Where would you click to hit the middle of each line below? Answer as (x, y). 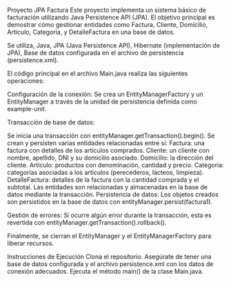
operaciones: (26, 81)
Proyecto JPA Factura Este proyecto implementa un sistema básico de (107, 10)
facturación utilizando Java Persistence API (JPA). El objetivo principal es (111, 17)
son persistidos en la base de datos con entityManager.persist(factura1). (110, 202)
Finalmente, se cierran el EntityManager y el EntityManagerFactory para (109, 236)
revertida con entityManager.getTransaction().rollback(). (87, 223)
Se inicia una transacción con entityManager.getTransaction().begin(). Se (111, 135)
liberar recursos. (30, 243)
